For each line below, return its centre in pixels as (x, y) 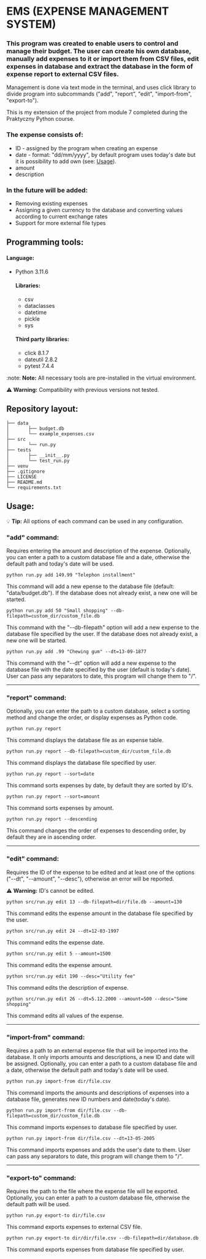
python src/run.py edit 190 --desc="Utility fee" (71, 976)
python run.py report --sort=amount (53, 797)
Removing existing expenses (51, 204)
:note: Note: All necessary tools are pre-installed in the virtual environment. (101, 378)
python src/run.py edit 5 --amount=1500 (59, 954)
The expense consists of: (45, 135)
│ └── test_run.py (38, 461)
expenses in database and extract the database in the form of (100, 67)
